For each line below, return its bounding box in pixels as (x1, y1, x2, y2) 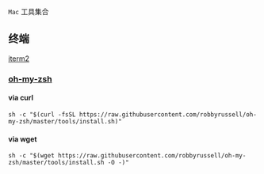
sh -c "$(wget (8, 152, 55, 160)
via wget (8, 134, 37, 144)
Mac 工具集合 (8, 7, 49, 16)
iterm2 (8, 54, 30, 63)
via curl (8, 93, 34, 103)
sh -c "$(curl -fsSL (8, 110, 77, 119)
